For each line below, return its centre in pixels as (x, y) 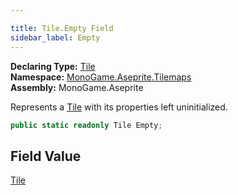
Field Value (46, 156)
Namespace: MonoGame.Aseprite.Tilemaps (101, 77)
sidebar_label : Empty (55, 37)
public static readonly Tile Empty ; (86, 125)
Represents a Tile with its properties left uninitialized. (119, 107)
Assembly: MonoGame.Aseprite (77, 87)
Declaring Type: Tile (53, 66)
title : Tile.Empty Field (62, 28)
